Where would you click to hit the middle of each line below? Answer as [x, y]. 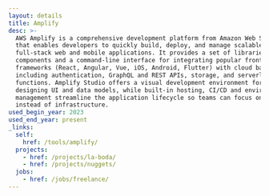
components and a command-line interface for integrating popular [128, 61]
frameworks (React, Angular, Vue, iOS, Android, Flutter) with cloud [134, 68]
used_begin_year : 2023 [46, 113]
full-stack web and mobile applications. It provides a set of [123, 53]
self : [25, 134]
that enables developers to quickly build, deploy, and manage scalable [139, 46]
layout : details [35, 16]
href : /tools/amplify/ [60, 142]
